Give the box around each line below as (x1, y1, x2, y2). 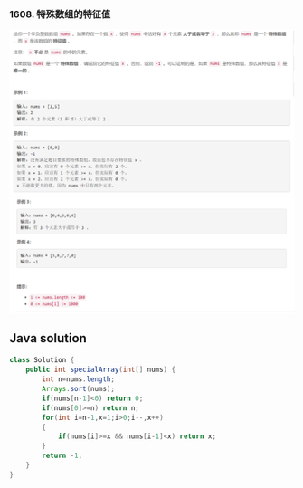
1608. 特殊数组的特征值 (9, 7, 111, 20)
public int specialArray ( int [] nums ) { (25, 365, 176, 375)
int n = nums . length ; (42, 375, 116, 384)
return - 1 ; (42, 451, 83, 461)
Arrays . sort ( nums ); (42, 385, 116, 394)
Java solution (9, 330, 88, 346)
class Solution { (9, 356, 75, 365)
